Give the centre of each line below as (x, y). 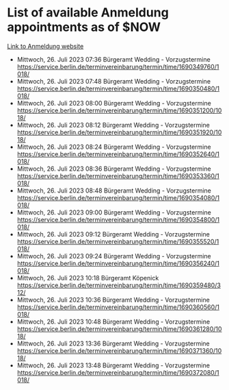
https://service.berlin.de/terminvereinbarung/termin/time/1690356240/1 (118, 263)
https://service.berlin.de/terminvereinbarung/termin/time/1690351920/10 (119, 132)
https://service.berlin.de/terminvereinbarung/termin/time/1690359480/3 (119, 285)
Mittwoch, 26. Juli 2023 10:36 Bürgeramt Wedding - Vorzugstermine (113, 300)
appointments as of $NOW (84, 27)
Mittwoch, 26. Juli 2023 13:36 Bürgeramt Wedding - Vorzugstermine (113, 343)
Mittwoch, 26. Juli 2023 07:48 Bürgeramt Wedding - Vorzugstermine (113, 81)
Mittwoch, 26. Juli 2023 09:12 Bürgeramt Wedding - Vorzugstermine (113, 234)
